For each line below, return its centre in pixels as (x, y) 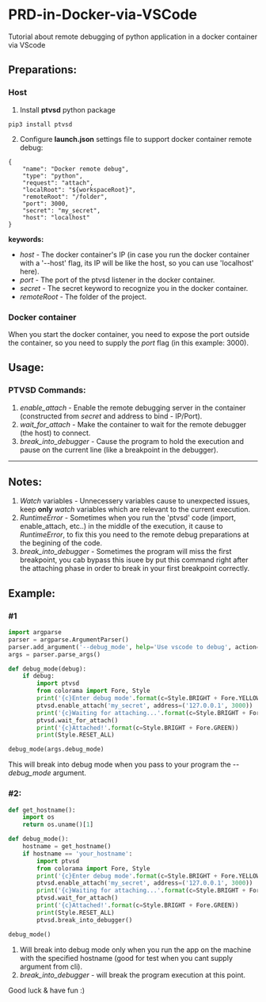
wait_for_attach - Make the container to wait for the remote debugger (133, 424)
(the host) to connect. (55, 433)
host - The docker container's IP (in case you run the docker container (135, 254)
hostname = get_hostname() (67, 847)
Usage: (27, 367)
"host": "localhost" (56, 217)
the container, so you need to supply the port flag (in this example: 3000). (129, 342)
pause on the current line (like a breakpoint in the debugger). (119, 449)
